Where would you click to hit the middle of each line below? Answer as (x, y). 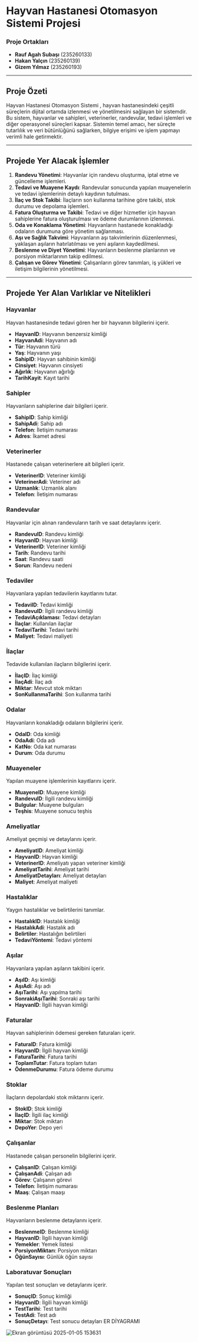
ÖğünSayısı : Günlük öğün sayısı (54, 1257)
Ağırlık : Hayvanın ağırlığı (44, 371)
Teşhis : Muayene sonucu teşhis (53, 811)
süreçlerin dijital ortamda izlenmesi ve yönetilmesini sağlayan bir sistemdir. (97, 112)
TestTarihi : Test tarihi (41, 1309)
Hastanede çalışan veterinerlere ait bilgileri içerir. (65, 464)
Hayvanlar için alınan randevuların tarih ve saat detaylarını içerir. (84, 522)
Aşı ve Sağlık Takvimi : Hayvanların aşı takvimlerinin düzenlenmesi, (96, 238)
